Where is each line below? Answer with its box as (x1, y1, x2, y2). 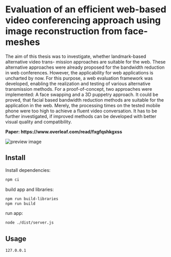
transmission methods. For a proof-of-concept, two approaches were (5, 86, 153, 92)
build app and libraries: (5, 186, 54, 192)
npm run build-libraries (5, 196, 59, 201)
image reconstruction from (5, 26, 122, 37)
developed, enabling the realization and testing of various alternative (5, 81, 150, 87)
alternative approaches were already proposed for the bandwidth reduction (5, 64, 165, 70)
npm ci (5, 177, 20, 182)
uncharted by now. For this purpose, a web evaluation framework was (5, 75, 153, 81)
